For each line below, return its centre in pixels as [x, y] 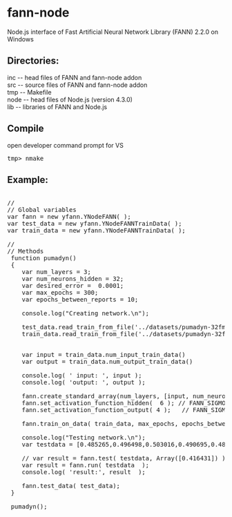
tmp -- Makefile [29, 92]
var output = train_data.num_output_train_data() [107, 362]
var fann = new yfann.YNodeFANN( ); [69, 217]
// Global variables [42, 210]
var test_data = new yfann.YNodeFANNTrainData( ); [95, 224]
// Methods [26, 251]
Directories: [33, 61]
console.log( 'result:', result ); [84, 472]
